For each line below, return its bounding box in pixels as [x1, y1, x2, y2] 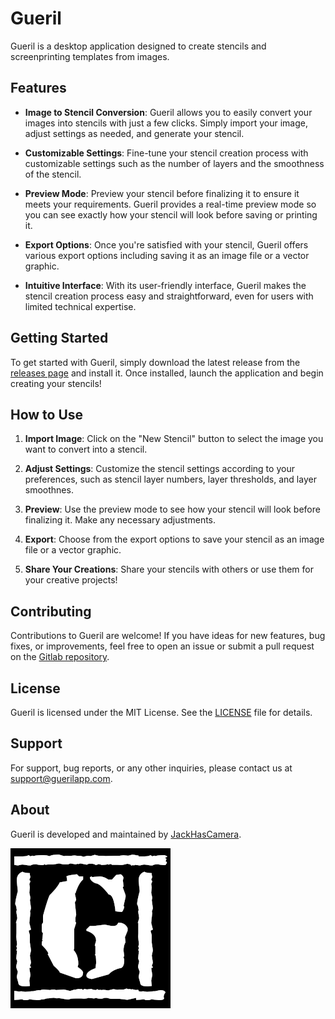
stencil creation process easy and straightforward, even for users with [24, 290, 314, 302]
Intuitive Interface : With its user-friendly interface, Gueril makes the [24, 279, 307, 291]
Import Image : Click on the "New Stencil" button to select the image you [24, 433, 324, 445]
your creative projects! [24, 574, 118, 586]
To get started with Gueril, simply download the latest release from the [10, 356, 301, 368]
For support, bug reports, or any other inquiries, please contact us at [10, 762, 293, 774]
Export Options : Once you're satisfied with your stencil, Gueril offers [24, 238, 309, 251]
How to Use [10, 406, 84, 423]
